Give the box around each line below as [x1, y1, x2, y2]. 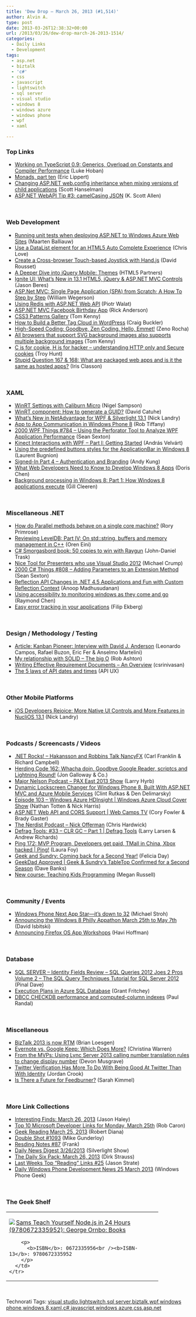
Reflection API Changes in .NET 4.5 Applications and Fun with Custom [14, 579, 184, 586]
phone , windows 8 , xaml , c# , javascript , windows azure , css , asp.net [6, 1304, 162, 1311]
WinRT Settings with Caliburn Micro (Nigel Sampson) [14, 401, 142, 408]
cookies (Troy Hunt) [14, 350, 63, 357]
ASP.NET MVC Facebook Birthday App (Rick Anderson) [14, 306, 148, 313]
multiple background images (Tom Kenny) [14, 337, 116, 345]
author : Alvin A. [6, 14, 49, 20]
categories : [6, 36, 35, 42]
